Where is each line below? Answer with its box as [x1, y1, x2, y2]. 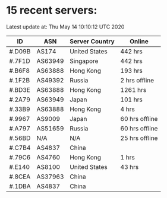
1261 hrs [120, 85, 147, 94]
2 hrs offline [120, 76, 155, 84]
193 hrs [120, 66, 143, 75]
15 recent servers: [6, 4, 97, 17]
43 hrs [120, 162, 139, 171]
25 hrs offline [120, 134, 158, 142]
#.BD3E [9, 85, 31, 94]
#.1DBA [9, 182, 31, 190]
